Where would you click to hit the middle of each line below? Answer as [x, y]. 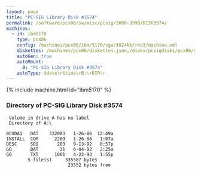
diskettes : [31, 51]
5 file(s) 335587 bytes [63, 160]
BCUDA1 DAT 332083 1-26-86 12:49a [60, 133]
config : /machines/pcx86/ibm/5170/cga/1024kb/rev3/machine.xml [98, 45]
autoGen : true [34, 56]
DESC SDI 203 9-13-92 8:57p [60, 144]
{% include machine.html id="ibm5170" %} [59, 90]
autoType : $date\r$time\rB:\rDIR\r [61, 73]
